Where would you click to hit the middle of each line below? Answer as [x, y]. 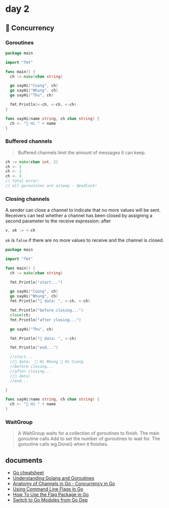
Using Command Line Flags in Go [48, 489]
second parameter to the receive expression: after [58, 221]
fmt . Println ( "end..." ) [34, 348]
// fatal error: [23, 181]
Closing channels [27, 199]
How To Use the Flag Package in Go [51, 495]
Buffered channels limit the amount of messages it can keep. [82, 153]
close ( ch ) [20, 315]
